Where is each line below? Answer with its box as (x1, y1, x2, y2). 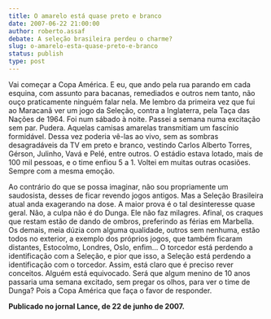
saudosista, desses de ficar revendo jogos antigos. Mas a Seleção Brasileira (8, 190, 264, 200)
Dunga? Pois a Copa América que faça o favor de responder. (8, 286, 212, 295)
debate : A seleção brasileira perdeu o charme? (8, 34, 173, 43)
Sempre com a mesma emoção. (8, 166, 116, 176)
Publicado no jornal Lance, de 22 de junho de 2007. (8, 301, 185, 311)
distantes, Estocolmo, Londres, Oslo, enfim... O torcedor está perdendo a (8, 242, 254, 252)
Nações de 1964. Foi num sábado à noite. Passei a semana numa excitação (8, 114, 260, 124)
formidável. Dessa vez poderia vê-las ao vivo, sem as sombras (8, 131, 219, 141)
